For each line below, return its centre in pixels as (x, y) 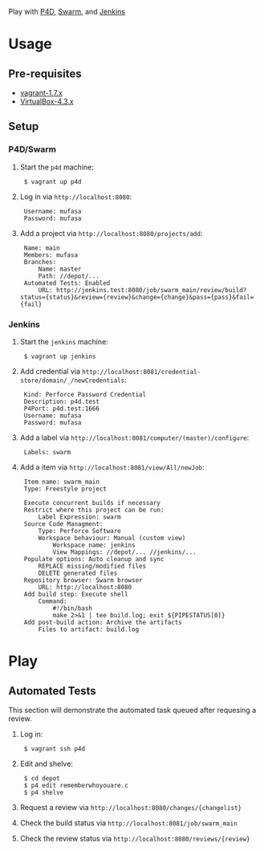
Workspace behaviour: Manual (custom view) (112, 538)
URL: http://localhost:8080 (85, 587)
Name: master (60, 269)
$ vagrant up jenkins (60, 356)
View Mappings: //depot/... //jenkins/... (124, 552)
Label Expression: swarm (80, 517)
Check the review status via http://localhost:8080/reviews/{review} (135, 838)
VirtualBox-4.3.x (47, 101)
